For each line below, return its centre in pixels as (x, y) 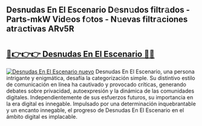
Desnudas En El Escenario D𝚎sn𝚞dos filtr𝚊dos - (98, 10)
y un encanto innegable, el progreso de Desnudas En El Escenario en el (95, 110)
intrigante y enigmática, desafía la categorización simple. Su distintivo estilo (101, 78)
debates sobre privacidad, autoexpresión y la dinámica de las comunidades (100, 91)
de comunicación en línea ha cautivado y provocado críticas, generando (96, 85)
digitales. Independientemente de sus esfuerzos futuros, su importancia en (100, 97)
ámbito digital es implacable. (42, 117)
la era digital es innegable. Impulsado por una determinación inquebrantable (101, 104)
